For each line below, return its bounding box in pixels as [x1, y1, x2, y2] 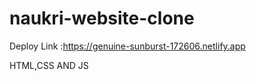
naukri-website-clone [9, 7, 195, 30]
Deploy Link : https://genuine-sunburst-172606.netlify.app [9, 40, 246, 52]
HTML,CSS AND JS [9, 59, 89, 71]
